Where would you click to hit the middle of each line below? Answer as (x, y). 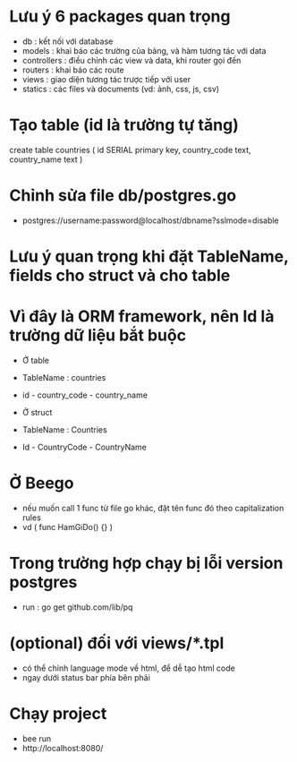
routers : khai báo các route (73, 70)
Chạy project (58, 713)
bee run (37, 738)
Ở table (36, 360)
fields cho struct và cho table (120, 276)
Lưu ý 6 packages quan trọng (120, 17)
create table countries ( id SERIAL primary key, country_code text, (131, 150)
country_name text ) (46, 159)
